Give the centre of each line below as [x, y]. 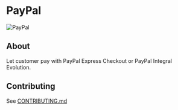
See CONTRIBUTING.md [37, 101]
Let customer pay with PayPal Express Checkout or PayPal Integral [89, 60]
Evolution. [19, 67]
